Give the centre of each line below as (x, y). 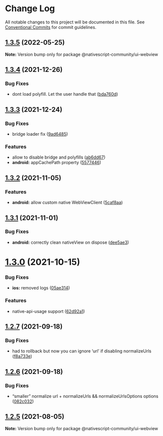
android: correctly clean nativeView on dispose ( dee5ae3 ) (71, 242)
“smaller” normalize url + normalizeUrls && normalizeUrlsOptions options (85, 396)
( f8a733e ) (22, 356)
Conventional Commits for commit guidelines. (51, 27)
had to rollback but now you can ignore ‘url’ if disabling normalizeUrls (82, 351)
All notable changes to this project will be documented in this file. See (75, 22)
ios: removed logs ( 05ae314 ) (41, 288)
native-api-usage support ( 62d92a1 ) (48, 311)
